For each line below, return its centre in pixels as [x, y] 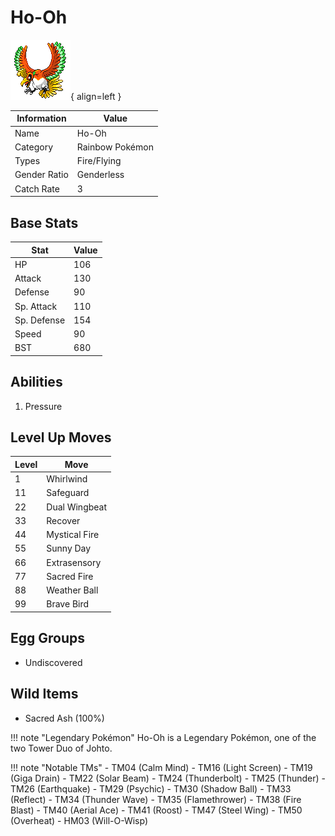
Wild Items [44, 694]
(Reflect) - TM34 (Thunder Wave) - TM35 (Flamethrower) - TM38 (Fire [156, 799]
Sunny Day [69, 548]
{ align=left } [96, 96]
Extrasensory [74, 562]
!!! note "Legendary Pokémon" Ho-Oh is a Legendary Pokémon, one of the [163, 737]
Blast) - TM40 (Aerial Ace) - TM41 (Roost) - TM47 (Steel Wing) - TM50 [156, 810]
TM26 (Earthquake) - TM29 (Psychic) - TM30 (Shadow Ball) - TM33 [151, 788]
